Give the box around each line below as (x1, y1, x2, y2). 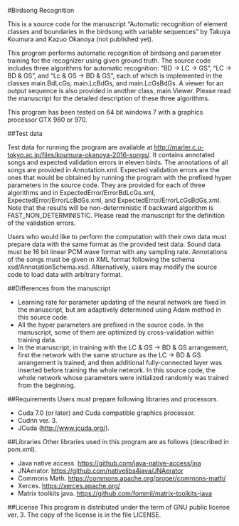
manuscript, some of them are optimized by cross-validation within (17, 328, 215, 337)
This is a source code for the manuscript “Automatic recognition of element (7, 20, 228, 28)
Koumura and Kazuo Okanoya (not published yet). (7, 35, 154, 43)
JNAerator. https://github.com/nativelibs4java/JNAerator (17, 466, 184, 475)
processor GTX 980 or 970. (7, 115, 87, 124)
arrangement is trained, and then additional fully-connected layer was (17, 359, 223, 367)
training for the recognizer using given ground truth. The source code (7, 56, 211, 65)
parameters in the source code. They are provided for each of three (7, 181, 206, 189)
